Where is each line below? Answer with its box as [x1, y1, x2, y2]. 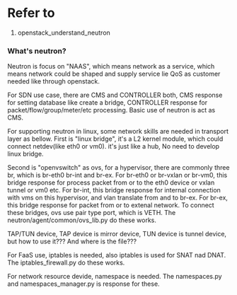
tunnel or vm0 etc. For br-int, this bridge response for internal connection [7, 186, 221, 195]
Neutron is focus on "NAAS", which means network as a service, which [7, 62, 215, 71]
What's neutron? [7, 46, 67, 56]
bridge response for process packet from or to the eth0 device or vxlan [7, 178, 215, 187]
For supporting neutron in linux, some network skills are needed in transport [7, 127, 229, 136]
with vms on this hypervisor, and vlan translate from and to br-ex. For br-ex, [7, 193, 229, 202]
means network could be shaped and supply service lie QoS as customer [7, 69, 221, 79]
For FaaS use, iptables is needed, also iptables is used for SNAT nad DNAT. [7, 251, 226, 260]
